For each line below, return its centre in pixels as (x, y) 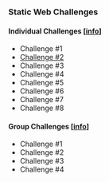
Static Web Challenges (53, 12)
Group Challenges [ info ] (49, 126)
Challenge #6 (42, 91)
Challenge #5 (42, 83)
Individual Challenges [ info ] (55, 31)
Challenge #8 (42, 108)
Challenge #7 (41, 100)
